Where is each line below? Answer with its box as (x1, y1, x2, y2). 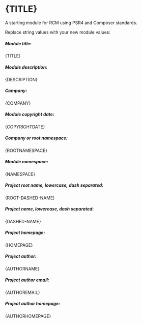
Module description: (5, 64, 48, 70)
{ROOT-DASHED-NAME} (5, 195, 55, 201)
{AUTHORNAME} (5, 265, 40, 271)
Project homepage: (5, 230, 45, 235)
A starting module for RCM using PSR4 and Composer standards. (5, 20, 138, 26)
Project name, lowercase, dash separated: (5, 206, 94, 212)
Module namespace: (5, 159, 48, 165)
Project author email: (5, 277, 49, 283)
